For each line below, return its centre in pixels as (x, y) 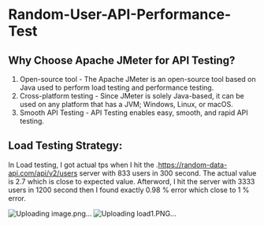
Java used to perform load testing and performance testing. (117, 87)
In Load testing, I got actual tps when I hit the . (84, 165)
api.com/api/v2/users (43, 173)
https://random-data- (193, 165)
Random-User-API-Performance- (120, 15)
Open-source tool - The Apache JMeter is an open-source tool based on (138, 79)
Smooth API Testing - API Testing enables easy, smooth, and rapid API (134, 113)
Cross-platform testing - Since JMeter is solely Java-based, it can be (132, 96)
